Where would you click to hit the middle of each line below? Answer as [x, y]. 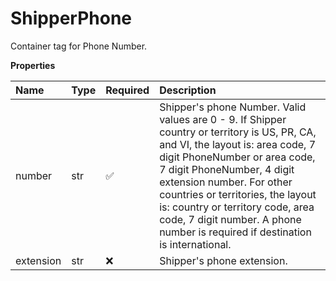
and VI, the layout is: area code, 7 [238, 144]
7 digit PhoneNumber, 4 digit [227, 169]
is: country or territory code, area [237, 207]
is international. [195, 244]
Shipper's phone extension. [223, 260]
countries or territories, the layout [238, 194]
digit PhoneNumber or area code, [237, 157]
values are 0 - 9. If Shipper [223, 119]
